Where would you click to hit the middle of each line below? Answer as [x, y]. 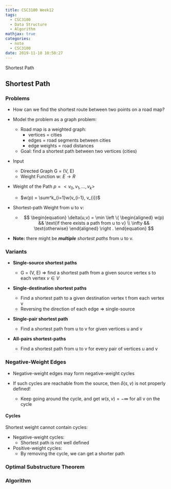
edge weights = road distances [61, 146]
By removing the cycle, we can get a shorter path [72, 453]
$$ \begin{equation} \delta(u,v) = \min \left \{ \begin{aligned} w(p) [94, 217]
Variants [16, 251]
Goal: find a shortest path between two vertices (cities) [79, 151]
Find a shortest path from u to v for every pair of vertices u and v [89, 349]
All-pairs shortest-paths [39, 339]
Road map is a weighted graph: [53, 129]
